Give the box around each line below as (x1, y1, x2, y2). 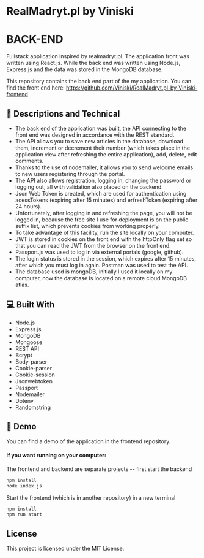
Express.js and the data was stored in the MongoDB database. (6, 66, 163, 73)
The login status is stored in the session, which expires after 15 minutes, (15, 254, 197, 262)
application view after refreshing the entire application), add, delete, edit (15, 150, 197, 158)
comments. (15, 157, 44, 164)
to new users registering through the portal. (15, 170, 125, 177)
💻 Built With (6, 299, 55, 310)
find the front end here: (6, 84, 65, 91)
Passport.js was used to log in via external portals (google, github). (15, 248, 184, 256)
